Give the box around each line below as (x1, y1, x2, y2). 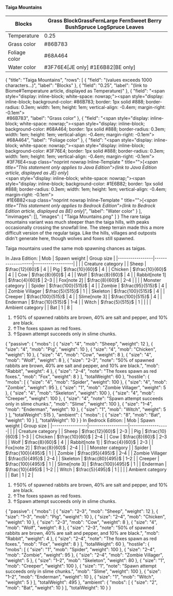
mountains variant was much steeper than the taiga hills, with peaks (5, 219, 149, 225)
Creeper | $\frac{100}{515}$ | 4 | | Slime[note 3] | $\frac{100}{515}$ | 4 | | (5, 294, 162, 300)
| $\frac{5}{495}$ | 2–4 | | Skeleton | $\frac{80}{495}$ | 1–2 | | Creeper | (5, 456, 160, 462)
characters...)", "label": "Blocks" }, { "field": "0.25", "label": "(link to (5, 82, 148, 88)
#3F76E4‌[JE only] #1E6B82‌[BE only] (44, 64, 135, 71)
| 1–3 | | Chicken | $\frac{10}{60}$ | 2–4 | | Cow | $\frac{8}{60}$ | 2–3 (19, 434, 167, 440)
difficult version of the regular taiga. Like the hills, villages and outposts (5, 230, 157, 236)
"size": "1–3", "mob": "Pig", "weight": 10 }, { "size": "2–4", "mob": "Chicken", (5, 514, 166, 520)
